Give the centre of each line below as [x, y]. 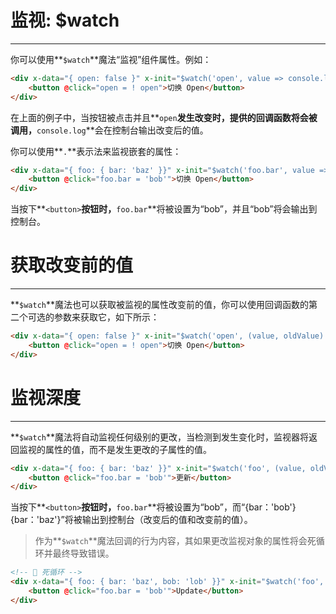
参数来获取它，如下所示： [106, 317]
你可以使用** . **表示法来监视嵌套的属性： [96, 151]
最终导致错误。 [83, 553]
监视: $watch [65, 20]
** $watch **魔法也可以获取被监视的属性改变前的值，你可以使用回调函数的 [160, 305]
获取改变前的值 [72, 265]
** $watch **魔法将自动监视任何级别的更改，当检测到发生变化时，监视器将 [160, 437]
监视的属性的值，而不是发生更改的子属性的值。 [115, 449]
